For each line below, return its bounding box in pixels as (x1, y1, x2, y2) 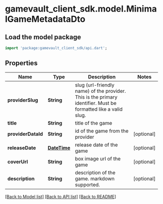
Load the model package (5, 33, 81, 41)
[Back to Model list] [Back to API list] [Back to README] (5, 193, 116, 199)
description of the (75, 169, 115, 176)
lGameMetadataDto (5, 14, 86, 25)
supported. (75, 181, 100, 188)
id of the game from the (75, 127, 129, 134)
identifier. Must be (75, 100, 117, 106)
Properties (5, 59, 38, 67)
